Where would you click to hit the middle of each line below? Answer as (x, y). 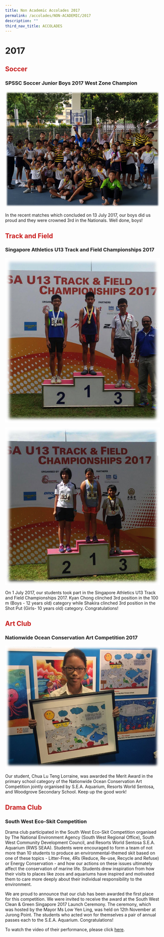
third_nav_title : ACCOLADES (34, 26)
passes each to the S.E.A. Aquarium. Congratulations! (59, 920)
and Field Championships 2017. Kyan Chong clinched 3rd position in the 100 (82, 598)
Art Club (18, 624)
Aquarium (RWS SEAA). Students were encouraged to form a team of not (79, 847)
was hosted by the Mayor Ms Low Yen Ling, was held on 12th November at (81, 909)
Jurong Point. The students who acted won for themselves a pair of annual (81, 914)
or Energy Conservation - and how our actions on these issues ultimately (79, 863)
